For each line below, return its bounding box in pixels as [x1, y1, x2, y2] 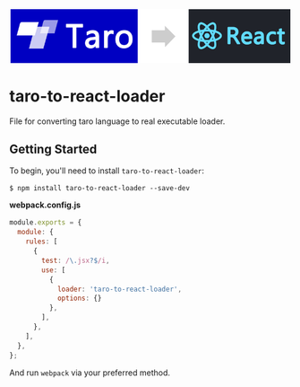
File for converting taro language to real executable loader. [9, 116, 226, 127]
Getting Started [9, 141, 98, 156]
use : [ [41, 265, 66, 275]
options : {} [56, 294, 102, 303]
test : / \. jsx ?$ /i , [41, 256, 110, 265]
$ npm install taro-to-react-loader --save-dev [9, 184, 191, 193]
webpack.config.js [9, 199, 81, 210]
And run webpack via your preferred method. [9, 367, 170, 378]
